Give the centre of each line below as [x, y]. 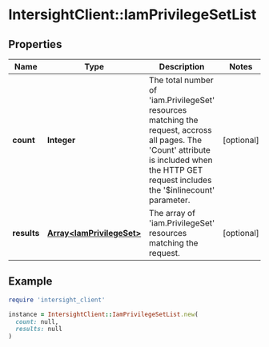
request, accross [181, 130]
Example [30, 281]
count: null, [37, 321]
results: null [39, 329]
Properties [35, 44]
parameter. [170, 200]
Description [182, 67]
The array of [173, 213]
